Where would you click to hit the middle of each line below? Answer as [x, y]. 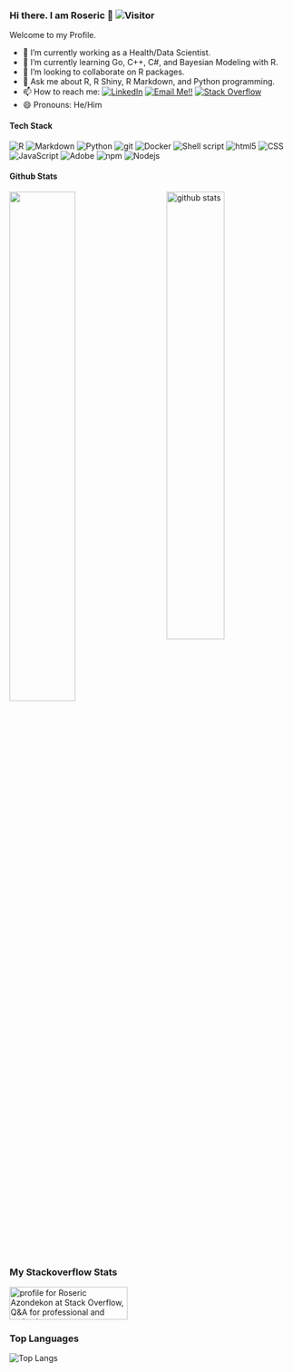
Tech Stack [31, 125]
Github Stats [34, 176]
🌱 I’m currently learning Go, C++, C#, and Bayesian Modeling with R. [150, 63]
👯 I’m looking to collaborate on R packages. [103, 72]
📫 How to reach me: [61, 92]
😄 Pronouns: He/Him [62, 105]
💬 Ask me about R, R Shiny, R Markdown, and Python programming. [148, 82]
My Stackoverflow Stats [63, 1272]
